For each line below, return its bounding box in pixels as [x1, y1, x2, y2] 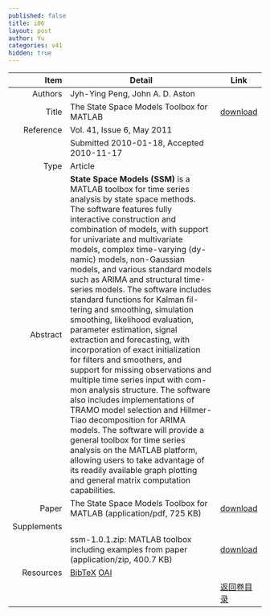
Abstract [29, 329, 63, 340]
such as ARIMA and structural [69, 274, 182, 285]
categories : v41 [8, 42, 63, 50]
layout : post [8, 27, 52, 35]
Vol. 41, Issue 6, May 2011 [69, 124, 173, 135]
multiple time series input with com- [69, 374, 207, 386]
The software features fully [69, 204, 173, 214]
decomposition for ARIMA [88, 414, 186, 426]
